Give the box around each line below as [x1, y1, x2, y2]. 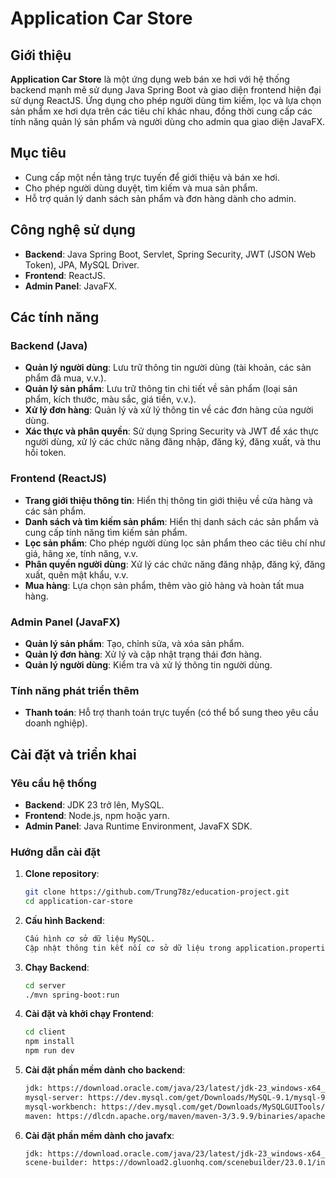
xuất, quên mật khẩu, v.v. [24, 568, 129, 581]
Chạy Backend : [24, 961, 90, 973]
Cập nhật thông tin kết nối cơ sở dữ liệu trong [24, 943, 232, 953]
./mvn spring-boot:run [24, 990, 120, 1000]
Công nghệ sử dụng [10, 222, 136, 239]
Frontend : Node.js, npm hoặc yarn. [24, 809, 170, 821]
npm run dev [24, 1046, 75, 1056]
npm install [24, 1037, 75, 1047]
